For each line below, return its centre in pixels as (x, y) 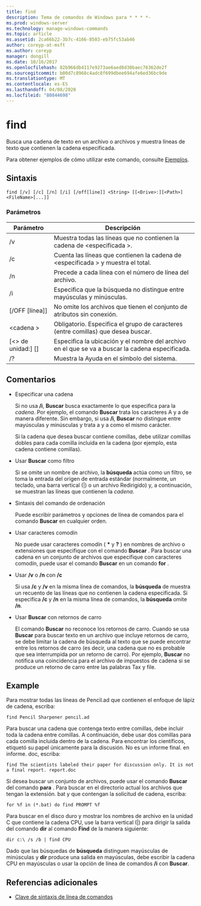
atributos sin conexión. (86, 314)
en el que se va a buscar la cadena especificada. (122, 349)
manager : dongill (28, 56)
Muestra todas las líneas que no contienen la (116, 238)
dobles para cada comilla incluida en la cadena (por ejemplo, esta (96, 443)
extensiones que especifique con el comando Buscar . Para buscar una (103, 550)
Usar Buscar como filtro (45, 460)
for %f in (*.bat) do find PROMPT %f (53, 805)
